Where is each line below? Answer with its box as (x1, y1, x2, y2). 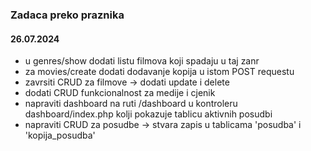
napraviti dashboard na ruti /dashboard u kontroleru (24, 98, 238, 110)
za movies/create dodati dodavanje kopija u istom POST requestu (24, 66, 295, 78)
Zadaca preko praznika (10, 8, 125, 22)
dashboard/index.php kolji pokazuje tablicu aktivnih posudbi (24, 108, 273, 120)
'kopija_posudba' (24, 129, 96, 142)
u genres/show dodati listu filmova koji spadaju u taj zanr (24, 55, 260, 67)
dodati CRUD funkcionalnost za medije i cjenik (24, 87, 216, 99)
